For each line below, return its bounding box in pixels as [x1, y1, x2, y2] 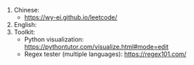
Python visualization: [24, 35, 84, 44]
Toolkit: [13, 28, 35, 36]
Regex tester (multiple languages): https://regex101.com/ [24, 50, 186, 58]
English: [13, 21, 37, 28]
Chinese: [13, 6, 40, 14]
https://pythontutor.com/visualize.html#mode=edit [24, 43, 169, 50]
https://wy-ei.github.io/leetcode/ [24, 13, 118, 21]
